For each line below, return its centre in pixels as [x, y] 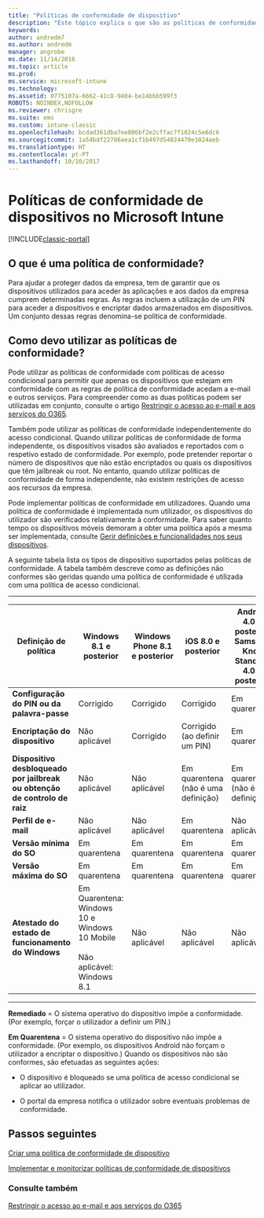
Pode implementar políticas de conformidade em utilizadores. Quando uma [129, 502]
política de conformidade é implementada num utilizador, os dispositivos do [130, 511]
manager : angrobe [37, 52]
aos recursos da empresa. [50, 488]
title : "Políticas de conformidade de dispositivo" [94, 15]
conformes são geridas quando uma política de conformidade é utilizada [126, 576]
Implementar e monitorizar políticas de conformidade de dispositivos [119, 1168]
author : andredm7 [37, 37]
